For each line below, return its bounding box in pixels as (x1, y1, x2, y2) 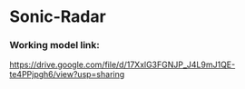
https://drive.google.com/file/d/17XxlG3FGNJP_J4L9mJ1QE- (9, 59, 236, 70)
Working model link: (9, 39, 100, 52)
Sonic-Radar (9, 6, 106, 27)
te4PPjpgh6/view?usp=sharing (9, 69, 125, 80)
